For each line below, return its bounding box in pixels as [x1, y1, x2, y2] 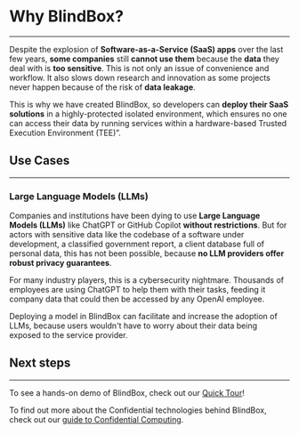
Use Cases [9, 153, 70, 168]
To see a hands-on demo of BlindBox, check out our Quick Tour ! [9, 387, 245, 398]
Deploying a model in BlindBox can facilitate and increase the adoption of [9, 311, 278, 322]
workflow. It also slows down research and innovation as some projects [9, 72, 271, 83]
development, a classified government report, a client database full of [9, 238, 265, 250]
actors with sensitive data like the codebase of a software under [9, 229, 245, 240]
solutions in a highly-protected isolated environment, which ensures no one [9, 108, 287, 119]
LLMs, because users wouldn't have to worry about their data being [9, 320, 258, 331]
